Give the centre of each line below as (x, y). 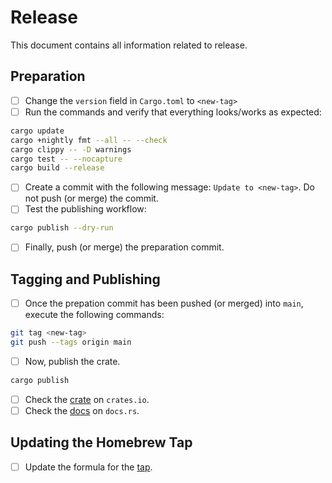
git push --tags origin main (71, 342)
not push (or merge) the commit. (91, 198)
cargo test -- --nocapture (66, 159)
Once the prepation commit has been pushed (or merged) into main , (164, 303)
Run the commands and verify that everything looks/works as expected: (173, 112)
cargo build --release (57, 168)
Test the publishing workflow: (85, 209)
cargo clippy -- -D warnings (71, 149)
